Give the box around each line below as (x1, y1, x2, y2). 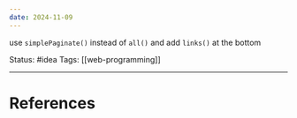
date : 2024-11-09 (9, 12, 73, 22)
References (9, 93, 95, 113)
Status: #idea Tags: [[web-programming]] (9, 54, 161, 64)
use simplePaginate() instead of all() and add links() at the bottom (9, 37, 262, 48)
